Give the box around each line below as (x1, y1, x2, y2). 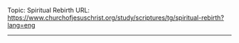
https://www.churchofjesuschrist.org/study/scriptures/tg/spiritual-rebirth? (7, 13, 224, 22)
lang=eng (7, 21, 36, 29)
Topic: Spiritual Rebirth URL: (7, 6, 90, 14)
